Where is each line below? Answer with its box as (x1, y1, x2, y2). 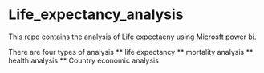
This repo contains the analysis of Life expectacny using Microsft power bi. (8, 32, 257, 41)
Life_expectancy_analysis (8, 6, 184, 24)
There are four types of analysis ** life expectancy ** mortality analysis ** (8, 47, 254, 56)
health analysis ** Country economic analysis (8, 56, 159, 65)
